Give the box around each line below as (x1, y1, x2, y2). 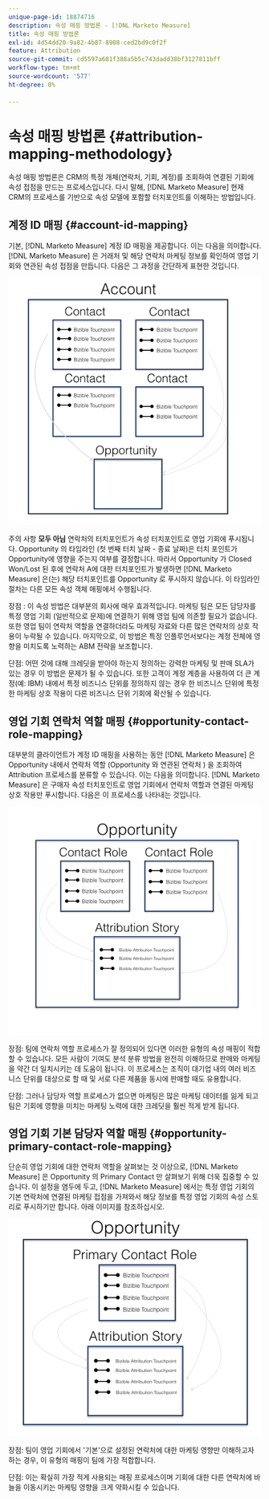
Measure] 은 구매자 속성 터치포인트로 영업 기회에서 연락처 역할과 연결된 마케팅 (8, 780, 255, 790)
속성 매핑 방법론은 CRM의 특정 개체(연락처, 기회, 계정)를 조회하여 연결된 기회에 (8, 173, 255, 182)
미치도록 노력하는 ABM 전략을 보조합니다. (22, 642, 153, 651)
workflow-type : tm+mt (8, 64, 81, 72)
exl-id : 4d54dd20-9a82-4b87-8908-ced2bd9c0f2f (8, 39, 167, 47)
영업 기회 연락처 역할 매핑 (8, 715, 126, 728)
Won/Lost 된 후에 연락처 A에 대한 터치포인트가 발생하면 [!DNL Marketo (8, 564, 232, 574)
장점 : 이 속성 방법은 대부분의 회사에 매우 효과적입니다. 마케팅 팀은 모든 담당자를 (8, 601, 257, 611)
